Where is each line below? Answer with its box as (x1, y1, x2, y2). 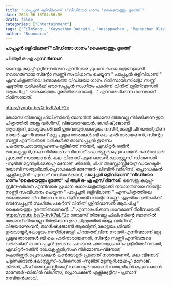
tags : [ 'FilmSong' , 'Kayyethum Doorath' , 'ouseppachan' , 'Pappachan (5, 27, 154, 32)
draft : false (5, 17, 33, 22)
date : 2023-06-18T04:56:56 (5, 12, 63, 17)
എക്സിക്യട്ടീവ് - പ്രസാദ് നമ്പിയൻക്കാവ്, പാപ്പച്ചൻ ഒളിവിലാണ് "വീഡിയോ (5, 172, 153, 177)
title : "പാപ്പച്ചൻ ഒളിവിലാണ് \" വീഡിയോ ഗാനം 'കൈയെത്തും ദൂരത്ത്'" (5, 7, 145, 13)
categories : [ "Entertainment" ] (5, 21, 72, 27)
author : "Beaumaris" (5, 31, 49, 36)
